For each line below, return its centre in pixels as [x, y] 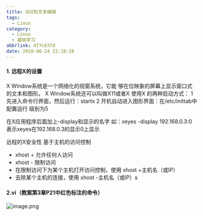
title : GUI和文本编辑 [31, 12]
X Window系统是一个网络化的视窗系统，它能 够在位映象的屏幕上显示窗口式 [99, 86]
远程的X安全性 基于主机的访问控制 [49, 142]
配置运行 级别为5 [27, 108]
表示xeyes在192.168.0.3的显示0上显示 [53, 129]
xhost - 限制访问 [35, 162]
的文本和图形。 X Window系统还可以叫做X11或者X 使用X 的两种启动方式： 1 [100, 93]
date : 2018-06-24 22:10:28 [40, 51]
